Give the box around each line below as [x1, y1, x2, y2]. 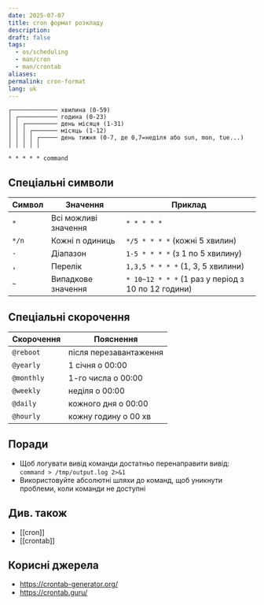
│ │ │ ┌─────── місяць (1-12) [8, 127, 108, 135]
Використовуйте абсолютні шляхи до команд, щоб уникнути [19, 475, 223, 484]
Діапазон [50, 248, 86, 259]
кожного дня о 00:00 [68, 399, 148, 409]
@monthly [12, 373, 45, 382]
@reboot [12, 348, 41, 357]
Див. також [8, 507, 68, 520]
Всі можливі [50, 213, 98, 224]
